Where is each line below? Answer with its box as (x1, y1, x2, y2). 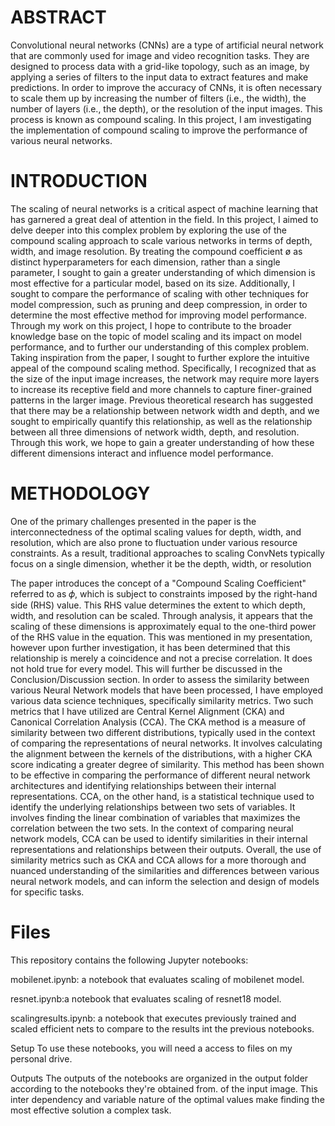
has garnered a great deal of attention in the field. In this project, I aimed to (10, 213, 319, 225)
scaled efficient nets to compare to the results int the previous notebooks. (10, 1022, 315, 1035)
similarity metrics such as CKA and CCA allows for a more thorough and (10, 854, 307, 866)
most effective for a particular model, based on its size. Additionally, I (10, 277, 296, 289)
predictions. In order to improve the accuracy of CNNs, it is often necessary (10, 81, 323, 93)
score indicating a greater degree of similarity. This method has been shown (10, 758, 325, 770)
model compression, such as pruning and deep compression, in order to (10, 298, 308, 310)
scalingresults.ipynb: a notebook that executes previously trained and (10, 1012, 297, 1024)
